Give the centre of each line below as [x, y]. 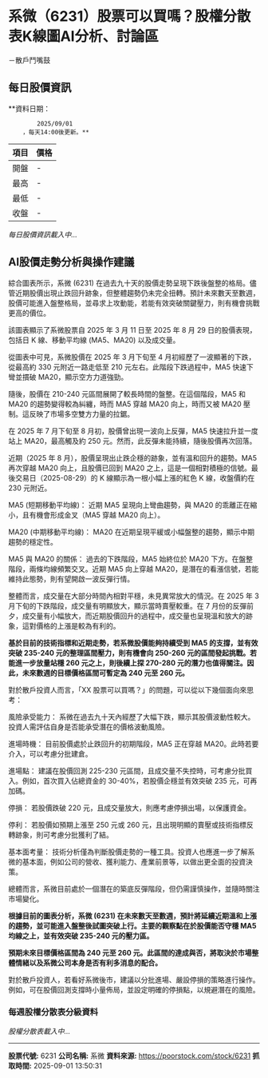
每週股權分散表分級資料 [53, 1012]
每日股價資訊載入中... [43, 234]
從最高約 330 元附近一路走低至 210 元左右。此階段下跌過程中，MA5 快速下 [131, 367]
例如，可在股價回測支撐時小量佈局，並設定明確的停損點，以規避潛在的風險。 [134, 989]
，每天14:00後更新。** [56, 132]
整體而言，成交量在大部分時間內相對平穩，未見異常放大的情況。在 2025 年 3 [134, 596]
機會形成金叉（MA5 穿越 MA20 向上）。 [100, 515]
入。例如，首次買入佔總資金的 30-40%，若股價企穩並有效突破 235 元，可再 [133, 781]
